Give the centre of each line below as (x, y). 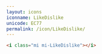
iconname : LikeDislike (35, 18)
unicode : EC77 (24, 23)
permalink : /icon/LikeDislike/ (46, 29)
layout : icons (24, 12)
